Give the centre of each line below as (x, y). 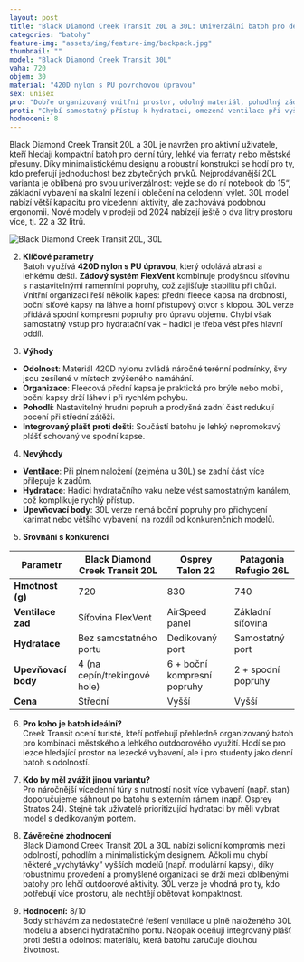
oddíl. (33, 334)
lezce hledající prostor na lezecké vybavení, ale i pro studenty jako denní (157, 753)
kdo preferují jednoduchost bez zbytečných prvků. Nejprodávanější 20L (143, 174)
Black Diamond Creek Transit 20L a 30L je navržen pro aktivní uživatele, (143, 145)
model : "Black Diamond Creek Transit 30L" (90, 60)
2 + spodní (257, 669)
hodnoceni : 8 (34, 119)
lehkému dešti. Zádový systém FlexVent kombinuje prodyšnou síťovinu (156, 276)
